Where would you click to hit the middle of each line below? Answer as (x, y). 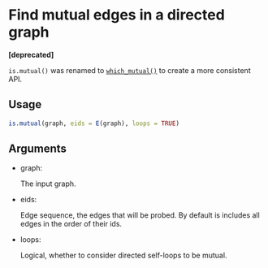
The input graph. (48, 184)
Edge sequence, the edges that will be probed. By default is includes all (140, 215)
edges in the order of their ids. (71, 224)
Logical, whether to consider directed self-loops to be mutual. (123, 255)
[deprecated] (31, 54)
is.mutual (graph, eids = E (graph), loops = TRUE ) (94, 123)
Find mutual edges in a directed (117, 15)
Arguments (38, 149)
